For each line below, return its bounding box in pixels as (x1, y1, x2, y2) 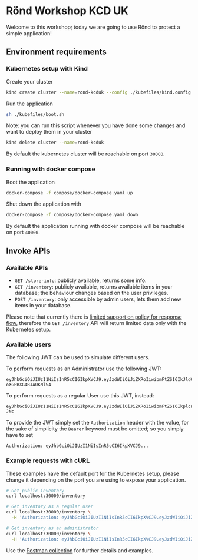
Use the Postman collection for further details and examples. (6, 546, 154, 554)
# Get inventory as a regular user (6, 503, 94, 510)
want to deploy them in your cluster (6, 128, 93, 135)
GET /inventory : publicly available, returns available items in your (14, 283, 173, 290)
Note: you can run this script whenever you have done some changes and (6, 122, 186, 129)
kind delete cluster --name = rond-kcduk (6, 140, 104, 145)
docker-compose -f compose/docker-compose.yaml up (6, 190, 133, 195)
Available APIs (6, 263, 48, 271)
